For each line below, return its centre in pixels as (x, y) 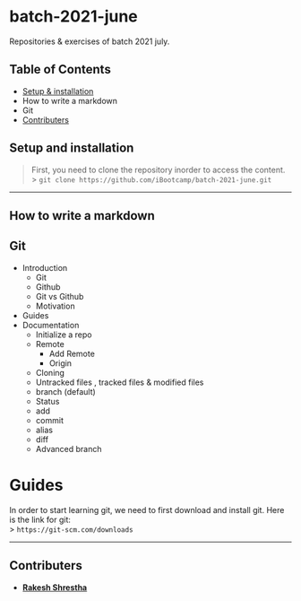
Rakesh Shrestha (55, 587)
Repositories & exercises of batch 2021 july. (90, 41)
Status (47, 401)
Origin (60, 363)
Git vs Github (60, 296)
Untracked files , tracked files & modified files (120, 382)
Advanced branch (69, 449)
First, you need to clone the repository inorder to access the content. (158, 170)
